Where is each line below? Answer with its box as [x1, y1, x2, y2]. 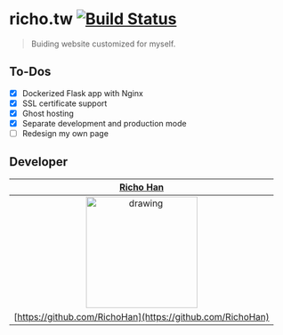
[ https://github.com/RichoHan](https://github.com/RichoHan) [13, 310, 270, 323]
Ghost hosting [21, 108, 74, 118]
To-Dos [9, 64, 52, 79]
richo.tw [9, 9, 74, 29]
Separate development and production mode [21, 118, 187, 128]
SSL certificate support [21, 98, 108, 109]
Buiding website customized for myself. [30, 38, 176, 49]
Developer [9, 154, 69, 169]
